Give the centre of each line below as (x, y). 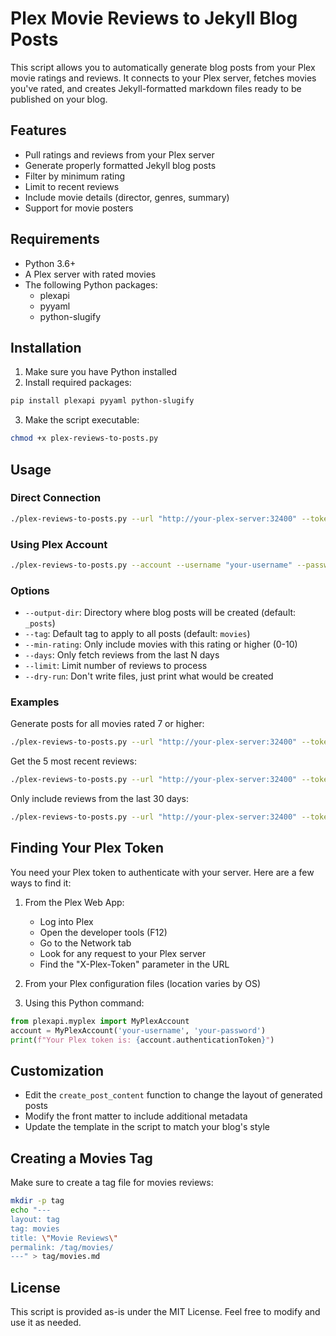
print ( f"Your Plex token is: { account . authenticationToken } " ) (142, 1040)
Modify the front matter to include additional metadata (136, 1116)
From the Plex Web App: (74, 902)
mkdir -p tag (37, 1201)
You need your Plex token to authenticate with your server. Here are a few (162, 872)
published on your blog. (59, 99)
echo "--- (31, 1210)
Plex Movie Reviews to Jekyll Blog (154, 18)
